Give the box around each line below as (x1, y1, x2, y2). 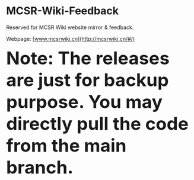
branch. (6, 156, 74, 178)
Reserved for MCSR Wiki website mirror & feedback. (6, 24, 134, 31)
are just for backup (6, 68, 169, 91)
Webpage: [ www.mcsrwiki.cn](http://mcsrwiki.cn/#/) (6, 35, 135, 42)
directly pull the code (6, 112, 189, 134)
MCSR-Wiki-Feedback (6, 4, 119, 18)
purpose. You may (6, 90, 163, 113)
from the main (6, 134, 127, 156)
